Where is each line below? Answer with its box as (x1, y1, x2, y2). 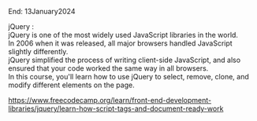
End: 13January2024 (8, 7, 76, 16)
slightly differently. (8, 47, 69, 56)
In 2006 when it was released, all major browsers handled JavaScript (8, 38, 233, 48)
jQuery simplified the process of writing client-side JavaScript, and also (8, 55, 241, 64)
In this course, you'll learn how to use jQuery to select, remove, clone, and (8, 72, 250, 81)
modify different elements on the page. (8, 80, 136, 90)
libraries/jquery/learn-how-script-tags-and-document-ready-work (8, 104, 224, 113)
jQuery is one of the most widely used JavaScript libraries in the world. (8, 31, 239, 39)
